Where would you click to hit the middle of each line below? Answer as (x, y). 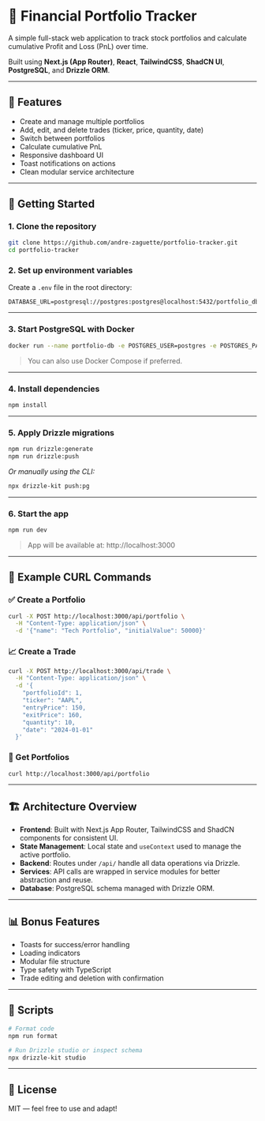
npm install (28, 405)
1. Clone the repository (52, 227)
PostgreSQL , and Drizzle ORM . (59, 70)
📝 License (33, 1089)
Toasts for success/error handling (75, 945)
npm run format (33, 1036)
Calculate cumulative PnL (61, 146)
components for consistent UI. (69, 838)
